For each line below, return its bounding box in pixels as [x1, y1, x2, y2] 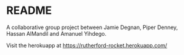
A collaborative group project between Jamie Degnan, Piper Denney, [6, 24, 178, 31]
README [6, 4, 52, 18]
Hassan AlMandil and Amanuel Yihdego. [6, 30, 107, 37]
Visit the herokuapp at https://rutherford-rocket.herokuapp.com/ [6, 42, 168, 49]
